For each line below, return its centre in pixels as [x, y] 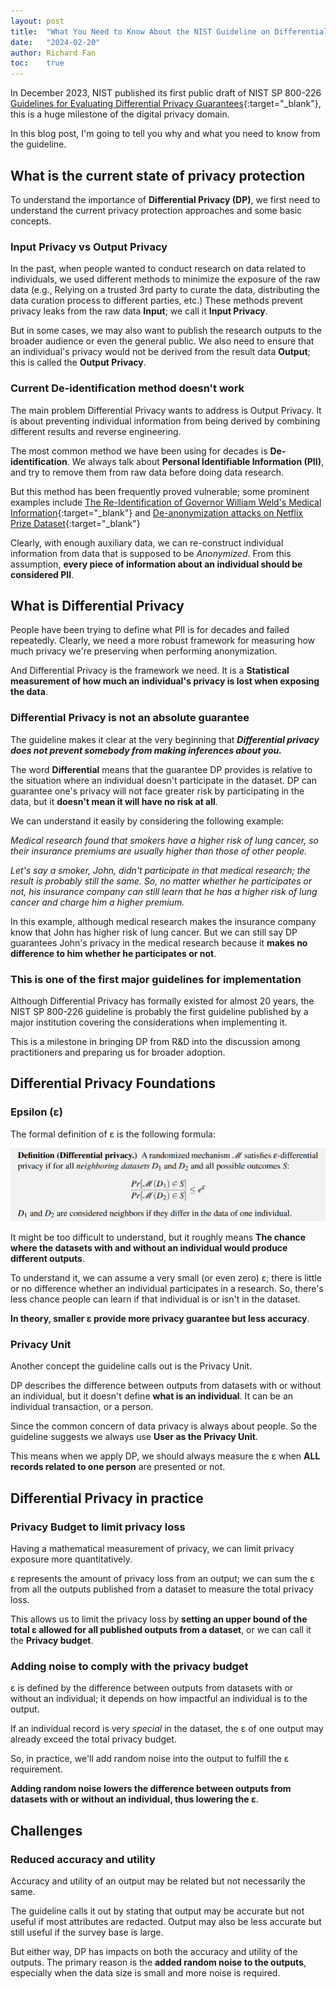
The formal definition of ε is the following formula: [113, 1134]
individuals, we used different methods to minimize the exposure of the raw [165, 279]
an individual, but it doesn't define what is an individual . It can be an [152, 1396]
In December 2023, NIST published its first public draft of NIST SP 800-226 [166, 93]
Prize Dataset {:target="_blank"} [75, 523]
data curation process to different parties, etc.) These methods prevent [156, 301]
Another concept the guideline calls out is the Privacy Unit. [131, 1366]
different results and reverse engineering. [96, 431]
